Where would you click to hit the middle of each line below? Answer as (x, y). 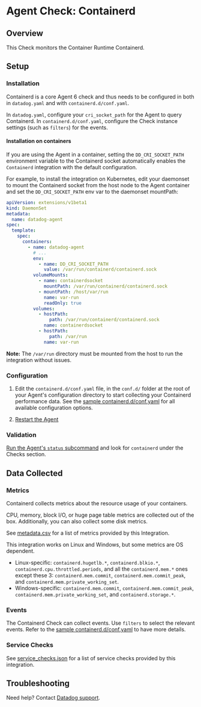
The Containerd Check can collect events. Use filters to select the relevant (100, 623)
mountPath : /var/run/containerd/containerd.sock (106, 286)
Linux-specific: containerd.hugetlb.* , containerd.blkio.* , (87, 562)
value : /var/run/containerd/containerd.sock (100, 269)
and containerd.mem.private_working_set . (67, 582)
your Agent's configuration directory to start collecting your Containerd (103, 395)
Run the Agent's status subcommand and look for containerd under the (95, 448)
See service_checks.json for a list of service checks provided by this (91, 658)
